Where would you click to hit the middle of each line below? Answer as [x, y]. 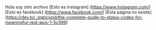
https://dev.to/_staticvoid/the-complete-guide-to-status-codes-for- [75, 17]
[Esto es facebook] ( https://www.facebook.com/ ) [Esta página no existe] [78, 12]
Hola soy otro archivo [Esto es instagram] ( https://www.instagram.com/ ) [78, 7]
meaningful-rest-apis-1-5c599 [36, 22]
